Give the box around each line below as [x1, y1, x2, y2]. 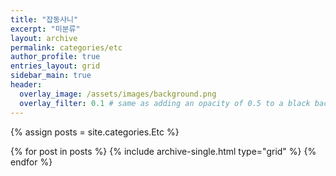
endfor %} [10, 156, 53, 168]
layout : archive [10, 33, 78, 43]
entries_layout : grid [10, 61, 101, 71]
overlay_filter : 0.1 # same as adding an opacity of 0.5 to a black [19, 98, 311, 108]
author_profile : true [10, 52, 101, 62]
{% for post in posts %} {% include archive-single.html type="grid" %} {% [10, 145, 317, 157]
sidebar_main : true [10, 71, 92, 81]
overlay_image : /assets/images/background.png [19, 89, 217, 99]
